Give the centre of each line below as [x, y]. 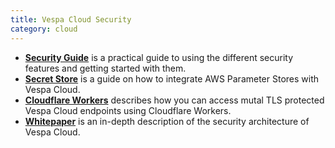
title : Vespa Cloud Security [71, 19]
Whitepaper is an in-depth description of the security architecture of [167, 121]
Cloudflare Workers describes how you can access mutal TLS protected [174, 100]
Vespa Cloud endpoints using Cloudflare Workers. [128, 110]
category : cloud [44, 29]
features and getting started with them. [105, 68]
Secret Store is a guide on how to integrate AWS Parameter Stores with [172, 78]
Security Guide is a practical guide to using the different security [159, 57]
